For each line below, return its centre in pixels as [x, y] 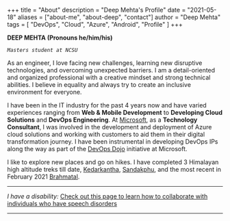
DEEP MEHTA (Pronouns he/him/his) [60, 38]
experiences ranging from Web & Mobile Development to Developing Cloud [115, 113]
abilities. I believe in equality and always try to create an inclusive [99, 84]
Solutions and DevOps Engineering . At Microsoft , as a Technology [102, 120]
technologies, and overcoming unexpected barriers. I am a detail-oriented [111, 70]
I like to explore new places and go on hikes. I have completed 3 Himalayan [113, 162]
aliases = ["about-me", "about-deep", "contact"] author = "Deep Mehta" [119, 17]
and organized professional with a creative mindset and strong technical [109, 77]
